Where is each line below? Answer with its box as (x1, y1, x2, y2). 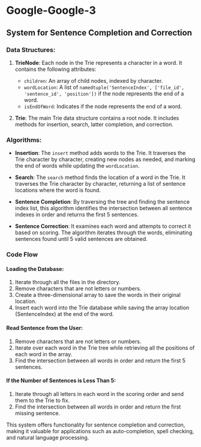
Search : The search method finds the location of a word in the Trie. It (14, 174, 186, 181)
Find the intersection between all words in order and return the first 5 (14, 357, 186, 364)
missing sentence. (14, 409, 61, 416)
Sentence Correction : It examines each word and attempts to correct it (14, 223, 191, 230)
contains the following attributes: (14, 65, 97, 73)
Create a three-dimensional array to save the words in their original (14, 291, 181, 299)
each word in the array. (14, 350, 73, 357)
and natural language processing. (6, 434, 89, 441)
